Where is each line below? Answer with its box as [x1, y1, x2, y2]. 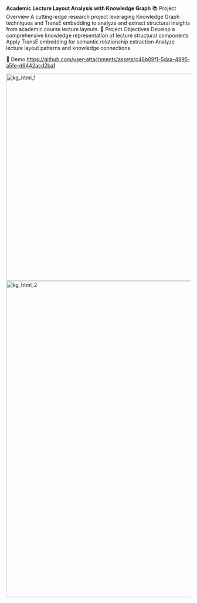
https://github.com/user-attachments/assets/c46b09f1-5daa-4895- [26, 56, 191, 63]
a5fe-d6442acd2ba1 [6, 62, 56, 69]
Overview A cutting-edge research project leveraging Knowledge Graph [6, 14, 180, 20]
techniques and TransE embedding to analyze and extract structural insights [6, 19, 191, 26]
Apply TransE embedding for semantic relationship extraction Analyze [6, 38, 175, 45]
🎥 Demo [6, 56, 26, 63]
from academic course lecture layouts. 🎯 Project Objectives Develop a [6, 26, 175, 32]
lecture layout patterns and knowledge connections [6, 45, 131, 51]
